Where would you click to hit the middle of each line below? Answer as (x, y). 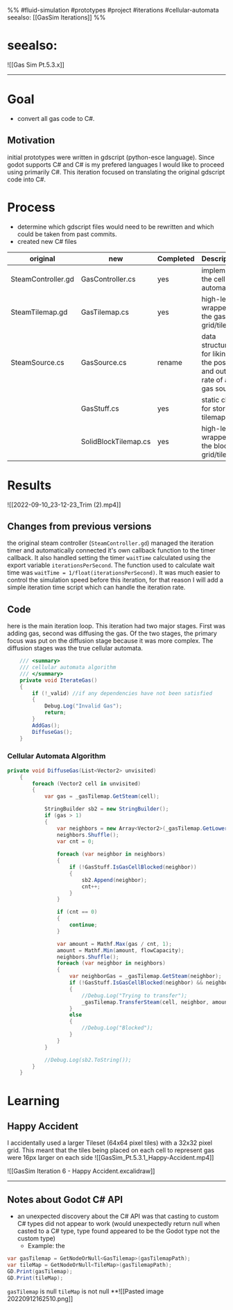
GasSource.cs (104, 362)
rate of (212, 379)
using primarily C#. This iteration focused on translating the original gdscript (116, 172)
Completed (176, 259)
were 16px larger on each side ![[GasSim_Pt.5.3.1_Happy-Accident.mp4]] (111, 1158)
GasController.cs (108, 279)
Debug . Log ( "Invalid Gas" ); (83, 706)
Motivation (31, 141)
